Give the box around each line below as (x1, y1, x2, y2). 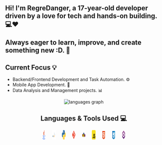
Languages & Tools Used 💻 (40, 114, 127, 122)
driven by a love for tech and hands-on (5, 12, 128, 20)
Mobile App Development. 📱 (12, 82, 70, 88)
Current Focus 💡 (5, 63, 57, 71)
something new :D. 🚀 (5, 46, 71, 54)
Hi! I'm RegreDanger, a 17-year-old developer (5, 4, 149, 12)
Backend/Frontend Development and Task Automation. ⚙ (12, 76, 131, 82)
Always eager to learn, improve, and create (5, 38, 142, 47)
